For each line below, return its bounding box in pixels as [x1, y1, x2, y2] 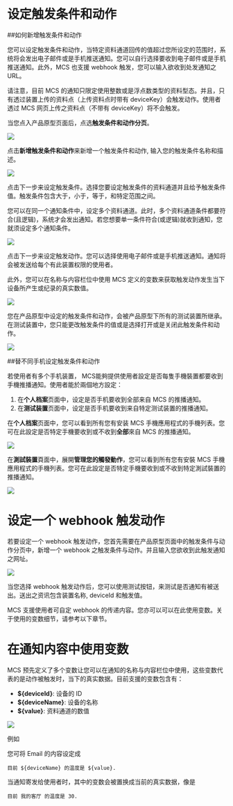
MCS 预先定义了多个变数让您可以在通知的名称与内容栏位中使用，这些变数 [7, 665, 217, 674]
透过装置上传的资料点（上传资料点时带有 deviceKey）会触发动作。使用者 [12, 95, 221, 103]
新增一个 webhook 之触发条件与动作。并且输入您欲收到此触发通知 [37, 546, 225, 554]
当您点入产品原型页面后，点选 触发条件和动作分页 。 [7, 118, 153, 127]
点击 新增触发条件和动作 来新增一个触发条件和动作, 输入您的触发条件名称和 [7, 146, 217, 155]
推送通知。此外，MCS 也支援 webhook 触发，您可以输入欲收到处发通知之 [7, 63, 217, 71]
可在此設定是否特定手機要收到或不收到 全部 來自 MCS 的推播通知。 [7, 427, 195, 436]
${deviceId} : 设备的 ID [17, 689, 83, 697]
